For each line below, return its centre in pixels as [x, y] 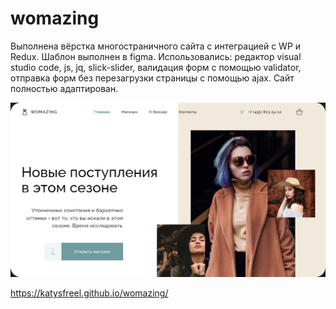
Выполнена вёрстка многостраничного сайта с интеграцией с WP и [156, 46]
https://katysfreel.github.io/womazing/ [89, 293]
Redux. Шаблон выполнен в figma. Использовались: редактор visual [156, 56]
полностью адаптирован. [64, 88]
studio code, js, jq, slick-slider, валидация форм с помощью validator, [156, 67]
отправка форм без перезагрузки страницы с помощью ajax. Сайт [152, 78]
